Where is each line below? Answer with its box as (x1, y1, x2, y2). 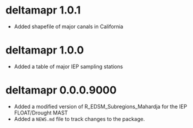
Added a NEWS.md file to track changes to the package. (14, 115, 145, 122)
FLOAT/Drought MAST (14, 109, 68, 116)
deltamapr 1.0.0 (5, 43, 84, 57)
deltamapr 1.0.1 (5, 4, 81, 17)
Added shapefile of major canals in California (14, 23, 124, 30)
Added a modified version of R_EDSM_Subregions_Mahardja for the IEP (14, 103, 188, 110)
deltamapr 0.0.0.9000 (5, 83, 117, 97)
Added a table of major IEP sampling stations (14, 63, 123, 70)
